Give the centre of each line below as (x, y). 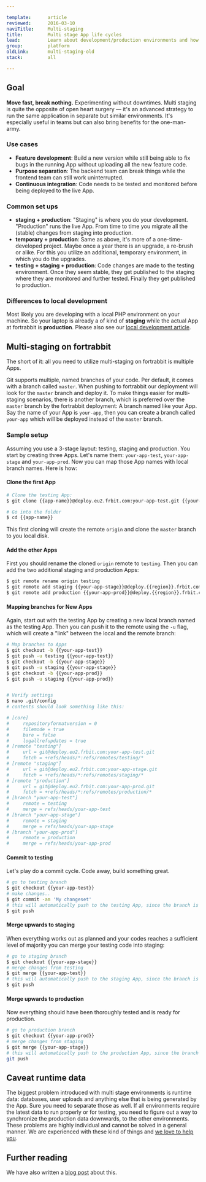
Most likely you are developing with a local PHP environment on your (93, 315)
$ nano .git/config (31, 701)
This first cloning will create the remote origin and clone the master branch (101, 530)
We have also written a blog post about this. (62, 1172)
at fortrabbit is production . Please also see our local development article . (99, 327)
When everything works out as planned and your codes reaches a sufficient (102, 938)
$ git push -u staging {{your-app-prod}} (60, 679)
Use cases (22, 144)
